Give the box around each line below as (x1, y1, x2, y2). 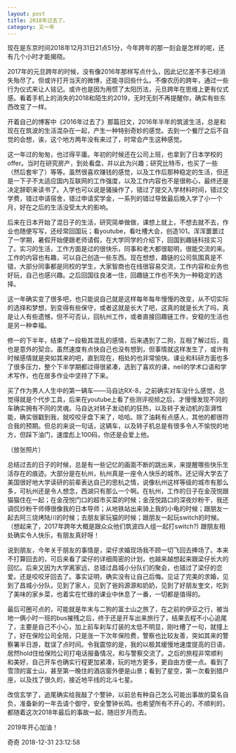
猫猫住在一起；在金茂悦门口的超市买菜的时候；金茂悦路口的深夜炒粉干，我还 (7, 496, 229, 504)
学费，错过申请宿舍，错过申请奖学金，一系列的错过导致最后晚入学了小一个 (7, 195, 223, 203)
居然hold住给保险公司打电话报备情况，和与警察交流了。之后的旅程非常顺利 (7, 649, 223, 658)
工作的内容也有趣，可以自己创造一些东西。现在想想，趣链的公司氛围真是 (7, 253, 216, 262)
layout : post (7, 10, 46, 18)
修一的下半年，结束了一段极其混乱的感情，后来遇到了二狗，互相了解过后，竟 (7, 336, 229, 345)
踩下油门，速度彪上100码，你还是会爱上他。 (25, 431, 153, 439)
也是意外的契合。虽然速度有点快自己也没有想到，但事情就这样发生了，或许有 (7, 345, 229, 353)
